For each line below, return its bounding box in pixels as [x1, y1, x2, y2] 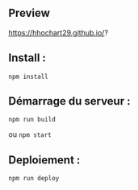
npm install [8, 72, 48, 81]
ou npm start [8, 130, 52, 139]
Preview [8, 6, 51, 20]
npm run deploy [8, 175, 60, 183]
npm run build [8, 116, 56, 124]
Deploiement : [8, 153, 81, 167]
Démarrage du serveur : [8, 94, 131, 108]
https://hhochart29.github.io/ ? [8, 27, 109, 37]
